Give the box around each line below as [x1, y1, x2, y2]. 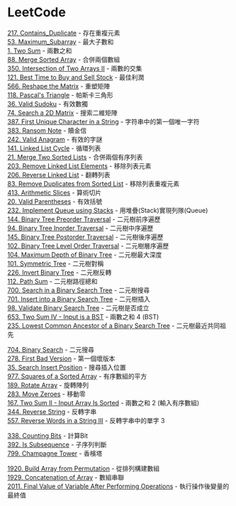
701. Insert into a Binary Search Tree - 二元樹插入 [7, 295, 151, 303]
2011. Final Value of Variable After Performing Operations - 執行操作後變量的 [7, 482, 230, 490]
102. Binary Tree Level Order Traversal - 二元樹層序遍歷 [7, 241, 169, 250]
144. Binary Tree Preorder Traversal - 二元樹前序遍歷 [7, 214, 161, 224]
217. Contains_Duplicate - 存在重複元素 [7, 28, 120, 37]
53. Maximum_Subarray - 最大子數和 [7, 37, 114, 46]
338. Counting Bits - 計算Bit [7, 431, 89, 440]
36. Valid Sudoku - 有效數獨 [7, 99, 89, 108]
